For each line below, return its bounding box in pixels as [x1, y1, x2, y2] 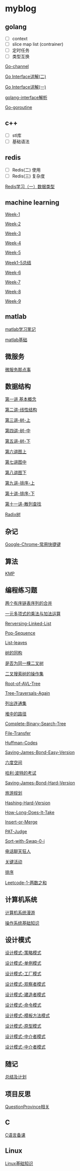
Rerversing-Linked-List [5, 620, 51, 626]
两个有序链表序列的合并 [5, 600, 52, 606]
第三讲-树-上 [5, 417, 31, 423]
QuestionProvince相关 [5, 1104, 50, 1110]
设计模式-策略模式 [5, 950, 41, 956]
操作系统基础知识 [5, 920, 40, 926]
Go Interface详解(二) [5, 73, 46, 79]
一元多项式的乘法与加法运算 [5, 610, 61, 616]
